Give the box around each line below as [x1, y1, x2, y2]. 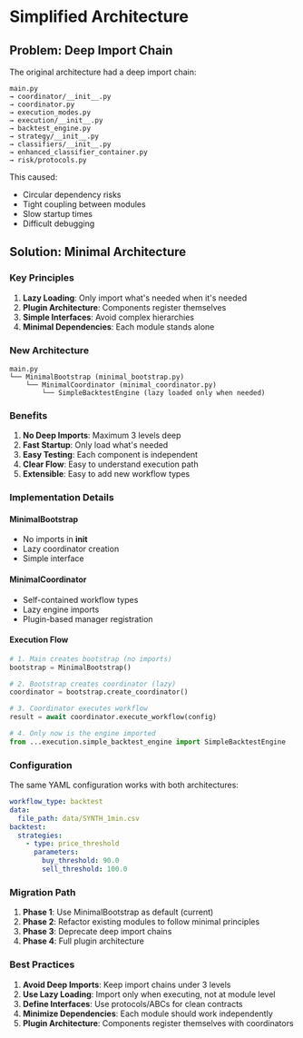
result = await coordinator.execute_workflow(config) [9, 713, 218, 722]
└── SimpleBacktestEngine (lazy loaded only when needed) [42, 388, 266, 397]
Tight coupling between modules [22, 199, 147, 210]
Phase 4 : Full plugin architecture [22, 935, 145, 946]
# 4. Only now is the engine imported [9, 729, 156, 738]
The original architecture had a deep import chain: [9, 66, 197, 77]
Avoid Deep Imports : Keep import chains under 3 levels [22, 979, 231, 990]
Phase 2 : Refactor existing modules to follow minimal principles [22, 916, 260, 927]
